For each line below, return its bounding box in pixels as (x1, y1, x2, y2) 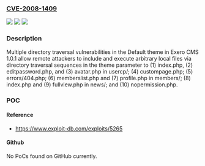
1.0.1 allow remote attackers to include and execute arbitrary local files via (6, 55, 192, 62)
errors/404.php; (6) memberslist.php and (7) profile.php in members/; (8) (6, 74, 191, 81)
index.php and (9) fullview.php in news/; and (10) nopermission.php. (6, 81, 178, 88)
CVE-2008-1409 (6, 4, 57, 13)
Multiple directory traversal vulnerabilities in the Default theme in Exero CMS (6, 48, 199, 56)
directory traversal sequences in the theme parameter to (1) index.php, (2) (6, 61, 193, 69)
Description (6, 34, 42, 43)
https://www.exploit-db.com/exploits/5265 (15, 124, 123, 132)
